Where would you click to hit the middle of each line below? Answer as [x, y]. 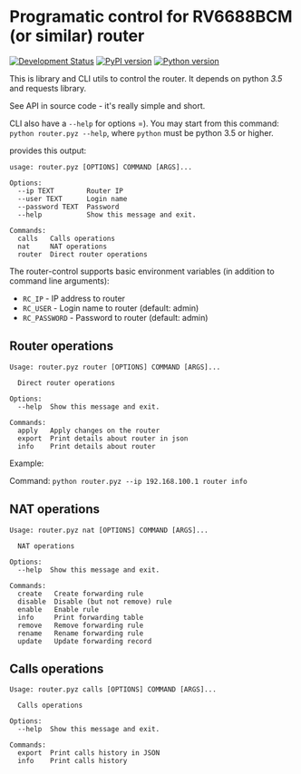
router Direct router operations [83, 254]
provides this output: [48, 150]
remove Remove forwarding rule [81, 625]
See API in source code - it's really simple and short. [107, 105]
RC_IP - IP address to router [73, 298]
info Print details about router [87, 446]
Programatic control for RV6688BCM [151, 17]
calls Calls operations [67, 238]
